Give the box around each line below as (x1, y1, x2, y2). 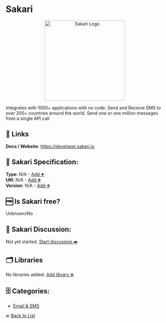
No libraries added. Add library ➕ (6, 272, 74, 277)
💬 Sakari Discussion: (6, 225, 72, 234)
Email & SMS (13, 302, 40, 309)
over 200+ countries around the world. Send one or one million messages (6, 110, 158, 116)
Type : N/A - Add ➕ (6, 171, 45, 177)
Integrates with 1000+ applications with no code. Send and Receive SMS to (6, 104, 161, 111)
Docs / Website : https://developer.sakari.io (6, 143, 95, 149)
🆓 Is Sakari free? (6, 197, 61, 206)
